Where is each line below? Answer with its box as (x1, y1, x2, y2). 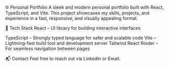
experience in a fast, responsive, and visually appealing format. (5, 15, 138, 21)
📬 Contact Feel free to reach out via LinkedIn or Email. (5, 55, 121, 61)
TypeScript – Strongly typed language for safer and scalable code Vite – (5, 35, 156, 41)
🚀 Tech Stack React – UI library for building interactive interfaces (5, 25, 141, 31)
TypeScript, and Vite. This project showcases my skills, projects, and (5, 10, 150, 16)
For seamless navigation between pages (5, 45, 90, 51)
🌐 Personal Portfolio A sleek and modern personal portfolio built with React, (5, 5, 164, 10)
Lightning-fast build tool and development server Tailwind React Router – (5, 40, 158, 46)
